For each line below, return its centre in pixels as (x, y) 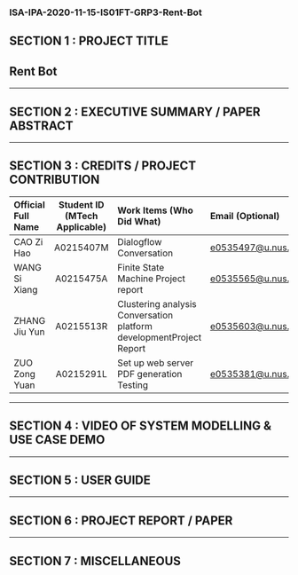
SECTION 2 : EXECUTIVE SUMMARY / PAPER (135, 111)
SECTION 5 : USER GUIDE (80, 480)
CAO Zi (28, 241)
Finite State (141, 267)
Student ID (82, 204)
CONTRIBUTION (55, 180)
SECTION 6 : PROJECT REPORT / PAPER (121, 520)
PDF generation (150, 374)
